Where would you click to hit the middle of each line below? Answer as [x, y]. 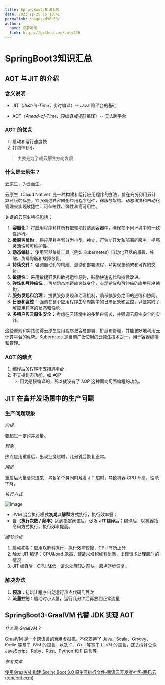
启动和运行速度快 [29, 142]
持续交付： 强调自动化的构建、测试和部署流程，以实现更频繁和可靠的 [82, 265]
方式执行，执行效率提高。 [47, 527]
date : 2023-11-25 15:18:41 [33, 14]
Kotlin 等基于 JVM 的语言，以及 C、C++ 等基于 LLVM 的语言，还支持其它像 [81, 645]
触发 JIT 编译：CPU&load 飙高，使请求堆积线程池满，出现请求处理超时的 [86, 554]
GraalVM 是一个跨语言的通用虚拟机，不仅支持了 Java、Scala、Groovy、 [78, 639]
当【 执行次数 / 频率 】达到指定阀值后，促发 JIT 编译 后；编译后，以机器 [83, 521]
